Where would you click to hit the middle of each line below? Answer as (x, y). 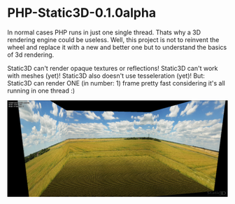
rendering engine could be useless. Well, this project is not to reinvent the (113, 39)
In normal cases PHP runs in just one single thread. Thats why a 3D (104, 32)
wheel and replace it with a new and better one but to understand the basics (117, 47)
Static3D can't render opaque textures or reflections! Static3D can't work (113, 68)
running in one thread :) (41, 90)
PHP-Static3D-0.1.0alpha (81, 13)
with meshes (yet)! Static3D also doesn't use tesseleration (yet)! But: (106, 76)
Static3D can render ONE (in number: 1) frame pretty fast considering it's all (116, 83)
